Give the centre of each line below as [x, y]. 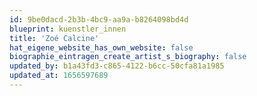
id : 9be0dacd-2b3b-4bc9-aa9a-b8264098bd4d [99, 19]
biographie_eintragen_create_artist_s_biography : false [128, 57]
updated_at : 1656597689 [59, 76]
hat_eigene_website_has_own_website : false [101, 47]
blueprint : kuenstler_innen [68, 29]
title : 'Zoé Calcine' [54, 38]
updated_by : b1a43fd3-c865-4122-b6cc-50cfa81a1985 [117, 66]
